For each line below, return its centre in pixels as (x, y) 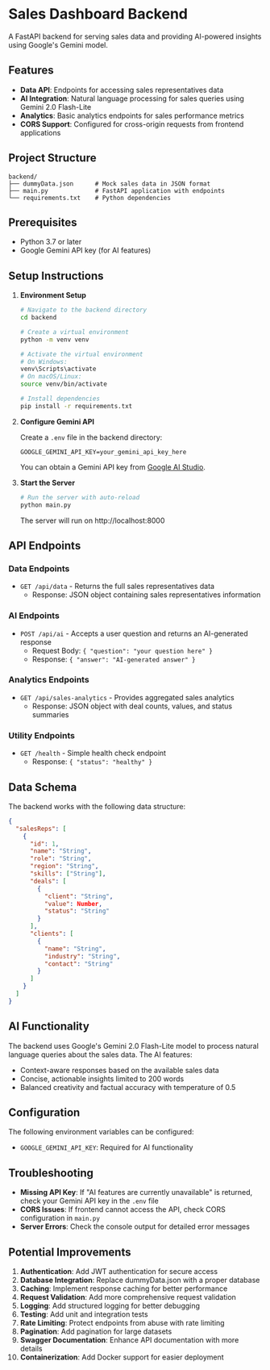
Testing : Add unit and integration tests (84, 1314)
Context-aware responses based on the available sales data (119, 1070)
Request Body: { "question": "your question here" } (123, 650)
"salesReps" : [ (41, 829)
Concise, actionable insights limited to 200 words (102, 1079)
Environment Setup (53, 295)
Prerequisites (43, 222)
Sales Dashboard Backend (98, 14)
